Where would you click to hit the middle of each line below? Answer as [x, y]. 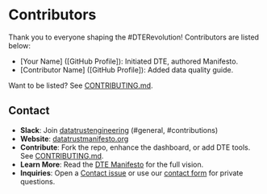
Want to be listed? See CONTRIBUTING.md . [81, 85]
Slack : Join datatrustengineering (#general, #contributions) [119, 130]
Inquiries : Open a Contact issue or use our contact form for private [131, 173]
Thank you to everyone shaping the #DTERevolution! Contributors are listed [134, 37]
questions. [38, 181]
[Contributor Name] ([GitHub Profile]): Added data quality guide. [127, 69]
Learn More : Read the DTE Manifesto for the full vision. [112, 164]
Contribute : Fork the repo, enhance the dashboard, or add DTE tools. [135, 147]
